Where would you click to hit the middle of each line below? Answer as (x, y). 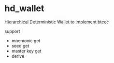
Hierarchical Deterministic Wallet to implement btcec (57, 22)
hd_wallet (24, 8)
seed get (20, 46)
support (12, 31)
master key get (26, 51)
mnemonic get (26, 40)
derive (18, 56)
